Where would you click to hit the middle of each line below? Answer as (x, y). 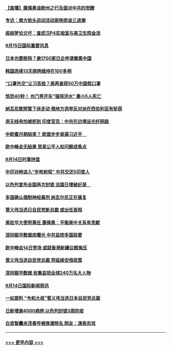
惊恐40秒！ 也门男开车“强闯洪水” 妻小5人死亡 (53, 96)
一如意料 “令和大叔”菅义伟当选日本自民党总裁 (53, 298)
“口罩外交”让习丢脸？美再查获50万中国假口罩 (53, 84)
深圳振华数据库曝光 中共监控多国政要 (44, 235)
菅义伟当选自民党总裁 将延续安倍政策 (44, 260)
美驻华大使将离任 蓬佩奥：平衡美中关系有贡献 (53, 222)
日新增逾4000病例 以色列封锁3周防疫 (45, 311)
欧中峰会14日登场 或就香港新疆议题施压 (46, 247)
